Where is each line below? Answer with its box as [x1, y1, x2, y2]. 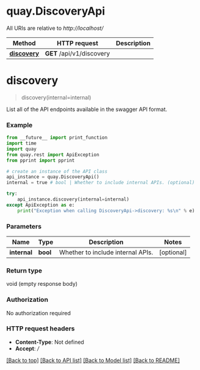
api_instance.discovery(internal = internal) [17, 196, 130, 202]
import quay [6, 146, 37, 152]
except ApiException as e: [6, 202, 75, 208]
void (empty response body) [6, 280, 78, 288]
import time [6, 140, 37, 147]
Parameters [6, 222, 41, 230]
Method [12, 38, 36, 47]
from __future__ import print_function [6, 135, 108, 141]
